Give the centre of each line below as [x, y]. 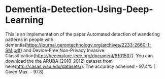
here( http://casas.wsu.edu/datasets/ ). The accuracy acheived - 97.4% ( [80, 66]
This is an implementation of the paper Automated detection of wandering [82, 34]
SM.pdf [13, 50]
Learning [25, 20]
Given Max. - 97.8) [25, 71]
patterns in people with [29, 39]
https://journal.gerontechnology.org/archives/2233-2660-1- [89, 45]
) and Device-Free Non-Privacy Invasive [62, 50]
